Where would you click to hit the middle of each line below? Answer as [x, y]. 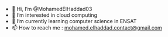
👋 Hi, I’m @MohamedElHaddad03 [52, 9]
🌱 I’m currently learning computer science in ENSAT [74, 21]
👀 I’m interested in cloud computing [54, 15]
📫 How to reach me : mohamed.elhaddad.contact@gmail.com [87, 28]
